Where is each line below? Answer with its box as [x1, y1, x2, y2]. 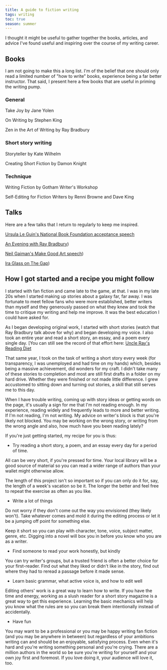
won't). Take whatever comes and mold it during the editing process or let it [5, 512, 161, 519]
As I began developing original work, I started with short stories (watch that [5, 324, 160, 330]
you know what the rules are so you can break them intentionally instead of [5, 603, 159, 609]
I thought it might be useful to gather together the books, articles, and [5, 35, 148, 41]
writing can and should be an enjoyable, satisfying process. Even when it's [5, 639, 158, 645]
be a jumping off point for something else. [5, 518, 91, 524]
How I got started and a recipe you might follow [5, 275, 155, 283]
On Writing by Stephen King [5, 117, 62, 123]
